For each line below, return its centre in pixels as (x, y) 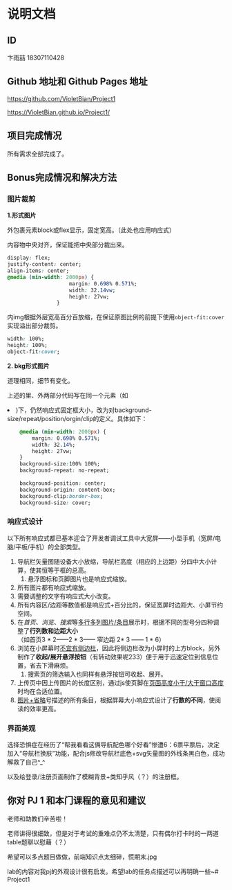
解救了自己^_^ (26, 762)
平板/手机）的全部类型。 (50, 546)
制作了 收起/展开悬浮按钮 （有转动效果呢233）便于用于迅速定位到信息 (115, 657)
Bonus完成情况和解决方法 (62, 178)
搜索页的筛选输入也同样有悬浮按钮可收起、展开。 (97, 674)
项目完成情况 (35, 136)
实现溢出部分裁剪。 (35, 326)
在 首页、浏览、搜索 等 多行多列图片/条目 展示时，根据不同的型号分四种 (115, 622)
